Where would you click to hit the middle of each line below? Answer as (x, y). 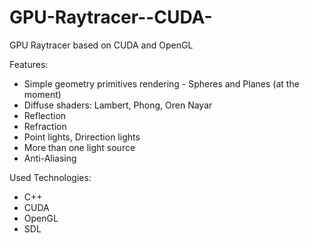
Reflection (45, 115)
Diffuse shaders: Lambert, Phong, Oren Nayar (118, 105)
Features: (29, 64)
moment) (42, 94)
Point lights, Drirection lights (82, 137)
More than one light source (79, 147)
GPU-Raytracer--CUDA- (111, 17)
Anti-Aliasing (50, 158)
